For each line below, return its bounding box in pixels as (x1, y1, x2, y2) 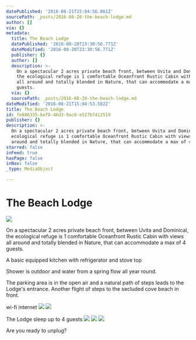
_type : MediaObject (6, 166, 54, 172)
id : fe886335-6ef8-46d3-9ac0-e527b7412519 (6, 112, 111, 117)
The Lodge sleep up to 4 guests (6, 315, 83, 322)
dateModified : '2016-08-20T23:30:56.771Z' (11, 47, 116, 53)
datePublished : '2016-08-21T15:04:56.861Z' (6, 8, 114, 15)
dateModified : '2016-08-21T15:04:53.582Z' (6, 100, 111, 107)
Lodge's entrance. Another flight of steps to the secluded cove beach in (6, 285, 179, 292)
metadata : (6, 30, 30, 36)
